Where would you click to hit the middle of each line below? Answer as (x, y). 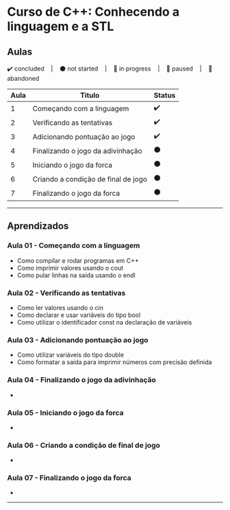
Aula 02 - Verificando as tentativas (66, 293)
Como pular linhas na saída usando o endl (76, 275)
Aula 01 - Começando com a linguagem (74, 246)
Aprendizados (38, 226)
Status (165, 95)
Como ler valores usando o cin (60, 307)
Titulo (90, 95)
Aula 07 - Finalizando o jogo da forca (69, 478)
